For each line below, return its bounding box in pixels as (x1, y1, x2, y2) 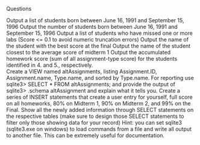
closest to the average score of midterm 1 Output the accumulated (6, 49, 170, 56)
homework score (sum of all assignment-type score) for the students (6, 55, 178, 62)
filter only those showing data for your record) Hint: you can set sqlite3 (6, 119, 183, 126)
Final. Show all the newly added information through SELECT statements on (6, 106, 194, 113)
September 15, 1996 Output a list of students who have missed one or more (6, 29, 193, 37)
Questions (6, 5, 32, 12)
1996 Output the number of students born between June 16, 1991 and (6, 23, 178, 30)
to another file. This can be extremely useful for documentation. (6, 132, 164, 139)
